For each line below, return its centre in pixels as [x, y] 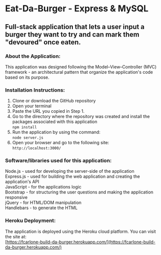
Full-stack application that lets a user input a [75, 27]
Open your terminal [32, 106]
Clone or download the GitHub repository [54, 101]
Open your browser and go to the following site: [61, 143]
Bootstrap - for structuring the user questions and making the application [79, 192]
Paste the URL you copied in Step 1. [48, 111]
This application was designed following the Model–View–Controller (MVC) [81, 66]
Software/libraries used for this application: [58, 160]
